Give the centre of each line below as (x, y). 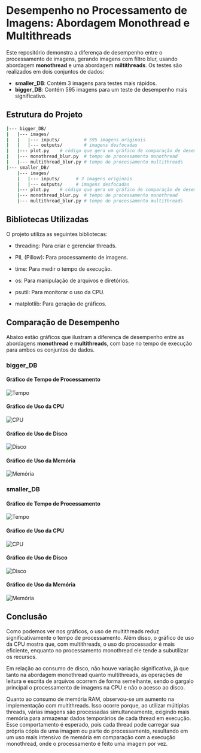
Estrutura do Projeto (45, 115)
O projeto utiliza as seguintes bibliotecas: (57, 234)
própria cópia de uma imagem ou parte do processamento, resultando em (97, 731)
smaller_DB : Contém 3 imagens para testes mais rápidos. (86, 83)
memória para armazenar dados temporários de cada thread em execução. (99, 718)
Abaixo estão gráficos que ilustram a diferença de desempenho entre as (95, 337)
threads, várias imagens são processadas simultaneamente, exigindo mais (98, 712)
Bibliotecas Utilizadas (48, 220)
